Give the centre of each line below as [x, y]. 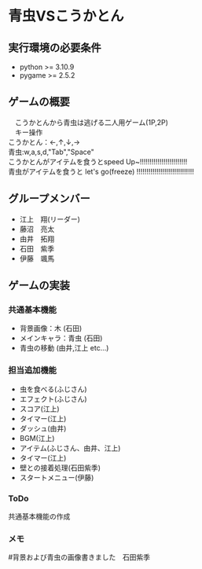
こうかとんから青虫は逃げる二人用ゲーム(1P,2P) [92, 122]
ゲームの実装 [39, 286]
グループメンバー [49, 198]
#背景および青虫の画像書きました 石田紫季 [79, 557]
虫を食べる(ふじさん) [53, 389]
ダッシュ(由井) [43, 428]
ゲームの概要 [39, 102]
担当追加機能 [33, 370]
